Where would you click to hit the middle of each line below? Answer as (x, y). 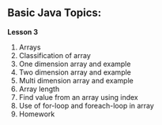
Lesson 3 (23, 31)
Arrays (30, 47)
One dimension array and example (75, 64)
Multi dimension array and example (76, 80)
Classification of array (55, 55)
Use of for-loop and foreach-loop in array (87, 105)
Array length (39, 89)
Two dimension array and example (75, 72)
